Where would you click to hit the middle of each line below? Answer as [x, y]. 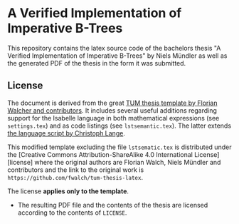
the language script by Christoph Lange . [67, 133]
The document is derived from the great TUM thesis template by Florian [112, 103]
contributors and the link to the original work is [76, 170]
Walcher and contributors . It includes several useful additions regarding [112, 110]
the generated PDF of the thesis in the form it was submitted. [97, 63]
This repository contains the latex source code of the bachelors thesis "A [114, 48]
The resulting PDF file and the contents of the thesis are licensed [113, 205]
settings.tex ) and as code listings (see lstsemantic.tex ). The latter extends [119, 126]
